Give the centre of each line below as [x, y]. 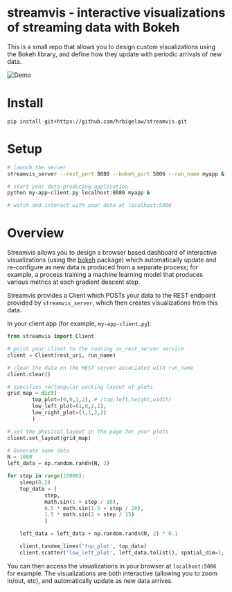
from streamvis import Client [51, 337]
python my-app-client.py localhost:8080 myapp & [79, 193]
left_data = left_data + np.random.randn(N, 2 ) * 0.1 [99, 534]
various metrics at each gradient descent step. [74, 282]
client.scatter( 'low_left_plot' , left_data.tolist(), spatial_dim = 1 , [122, 552]
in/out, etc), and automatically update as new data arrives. [90, 580]
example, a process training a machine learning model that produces [105, 275]
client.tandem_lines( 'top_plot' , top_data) [83, 546]
